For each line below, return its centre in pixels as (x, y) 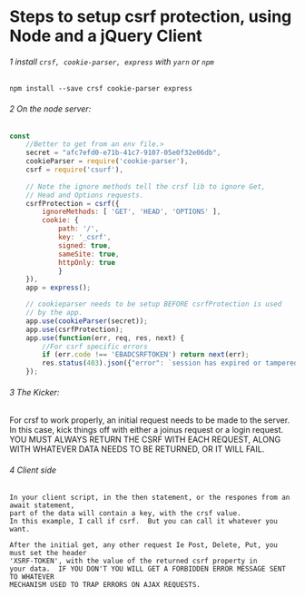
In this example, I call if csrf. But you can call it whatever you (144, 521)
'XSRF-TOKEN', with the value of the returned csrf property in (133, 561)
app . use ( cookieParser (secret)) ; (87, 321)
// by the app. (54, 313)
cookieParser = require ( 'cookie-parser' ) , (107, 161)
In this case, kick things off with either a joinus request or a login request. (147, 430)
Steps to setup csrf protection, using (151, 17)
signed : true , (84, 245)
